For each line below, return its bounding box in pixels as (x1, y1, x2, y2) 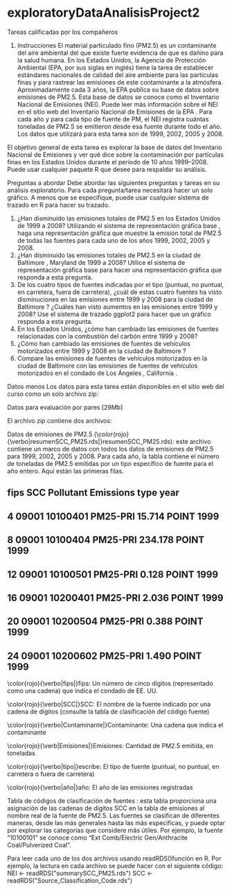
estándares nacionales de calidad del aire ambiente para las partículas (17, 71, 219, 79)
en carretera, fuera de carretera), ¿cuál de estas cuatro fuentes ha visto (17, 288, 222, 296)
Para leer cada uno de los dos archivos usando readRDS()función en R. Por (7, 854, 222, 863)
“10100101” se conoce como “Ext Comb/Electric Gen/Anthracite (7, 833, 188, 842)
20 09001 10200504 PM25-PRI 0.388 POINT (7, 616, 204, 628)
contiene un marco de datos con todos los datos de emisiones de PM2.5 (7, 444, 214, 453)
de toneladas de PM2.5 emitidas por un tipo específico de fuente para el (7, 459, 213, 467)
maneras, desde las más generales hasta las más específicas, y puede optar (7, 819, 225, 827)
